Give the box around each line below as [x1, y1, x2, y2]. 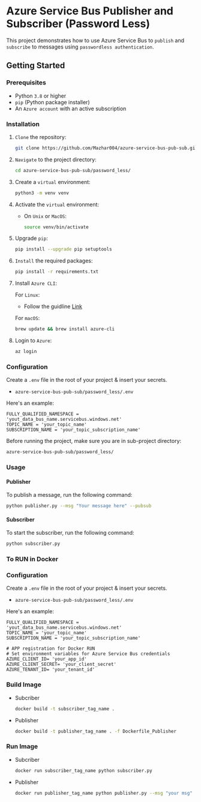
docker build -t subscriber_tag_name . [14, 705, 115, 711]
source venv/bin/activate [23, 224, 89, 230]
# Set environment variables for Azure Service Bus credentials [6, 651, 170, 657]
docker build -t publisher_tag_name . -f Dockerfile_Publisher [14, 728, 177, 734]
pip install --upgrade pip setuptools [14, 246, 112, 252]
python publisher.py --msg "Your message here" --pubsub [6, 503, 152, 509]
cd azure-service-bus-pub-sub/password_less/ [14, 167, 131, 173]
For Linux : [14, 291, 40, 299]
